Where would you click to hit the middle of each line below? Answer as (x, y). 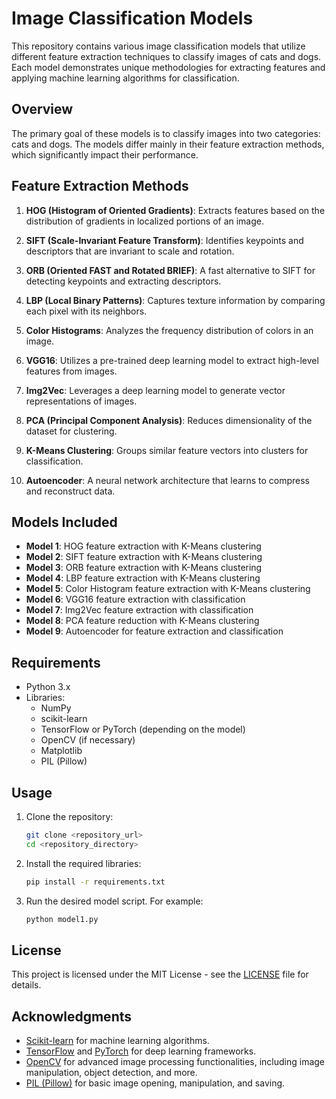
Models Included (64, 522)
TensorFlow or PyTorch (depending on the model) (143, 729)
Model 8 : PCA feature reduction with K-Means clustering (142, 621)
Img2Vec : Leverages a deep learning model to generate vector (155, 390)
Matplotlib (61, 751)
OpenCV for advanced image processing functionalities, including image (175, 1062)
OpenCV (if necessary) (88, 740)
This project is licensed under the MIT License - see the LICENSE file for (160, 974)
